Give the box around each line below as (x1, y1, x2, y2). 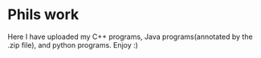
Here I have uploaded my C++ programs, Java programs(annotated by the (7, 32, 254, 41)
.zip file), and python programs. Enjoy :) (7, 40, 138, 49)
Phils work (7, 6, 80, 24)
